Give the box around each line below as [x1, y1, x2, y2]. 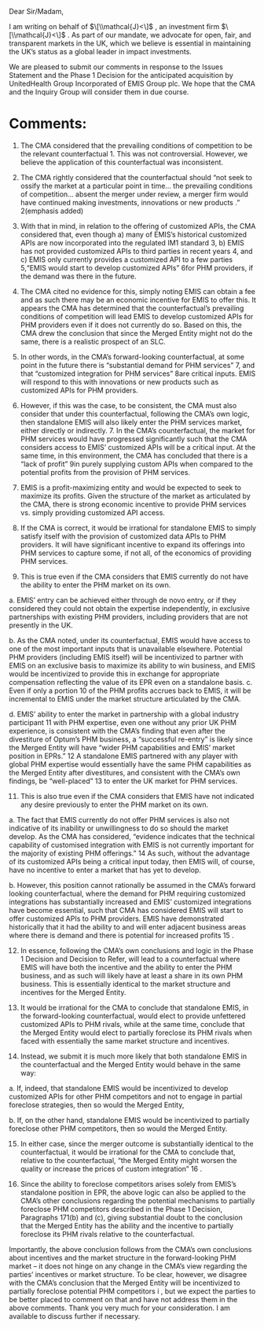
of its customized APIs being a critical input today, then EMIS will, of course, [9, 856, 255, 866]
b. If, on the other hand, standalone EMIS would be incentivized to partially [9, 1115, 250, 1125]
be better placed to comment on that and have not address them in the [9, 1294, 238, 1304]
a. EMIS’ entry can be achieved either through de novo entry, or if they [9, 595, 236, 605]
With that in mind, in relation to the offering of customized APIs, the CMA [20, 221, 256, 230]
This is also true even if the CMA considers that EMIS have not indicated [20, 791, 255, 801]
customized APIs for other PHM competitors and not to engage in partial [9, 1092, 243, 1101]
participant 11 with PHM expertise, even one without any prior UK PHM [9, 717, 236, 727]
